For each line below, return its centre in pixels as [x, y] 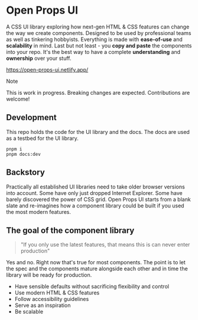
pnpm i [14, 149]
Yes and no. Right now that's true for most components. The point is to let [96, 263]
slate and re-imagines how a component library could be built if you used [95, 206]
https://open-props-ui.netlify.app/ [47, 69]
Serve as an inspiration [43, 305]
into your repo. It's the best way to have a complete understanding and [93, 52]
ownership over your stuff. [39, 58]
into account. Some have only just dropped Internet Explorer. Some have [94, 193]
